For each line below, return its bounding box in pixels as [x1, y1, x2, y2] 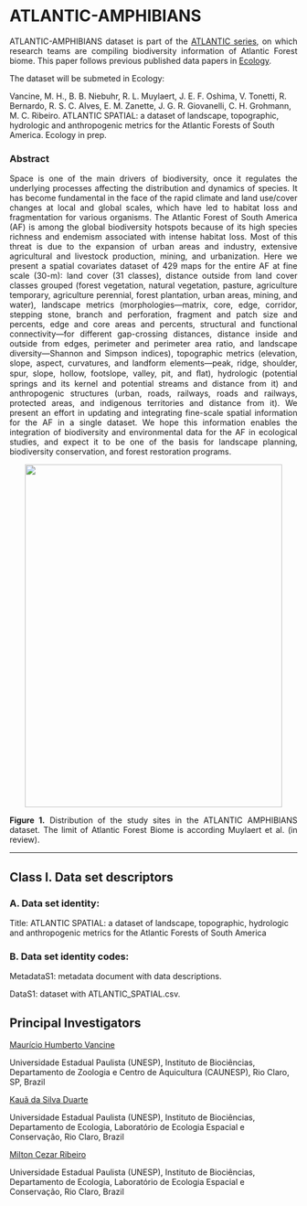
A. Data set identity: [9, 897, 101, 910]
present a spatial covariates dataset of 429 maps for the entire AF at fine [9, 261, 298, 272]
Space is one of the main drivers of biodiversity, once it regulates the [9, 173, 298, 184]
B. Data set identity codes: [9, 950, 130, 963]
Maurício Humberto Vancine [9, 1040, 116, 1051]
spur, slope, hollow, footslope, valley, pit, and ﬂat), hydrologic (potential [9, 368, 298, 379]
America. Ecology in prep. [9, 129, 107, 140]
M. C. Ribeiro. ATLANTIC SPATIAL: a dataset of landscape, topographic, [9, 110, 280, 121]
